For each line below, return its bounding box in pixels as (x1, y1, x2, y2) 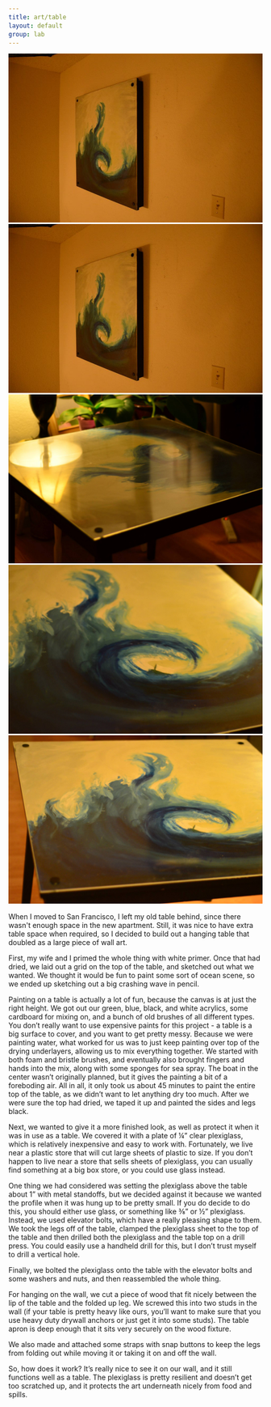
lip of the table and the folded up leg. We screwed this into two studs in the (8, 1299, 258, 1308)
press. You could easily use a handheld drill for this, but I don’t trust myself (8, 1241, 256, 1251)
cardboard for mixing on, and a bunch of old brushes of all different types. (8, 1012, 255, 1022)
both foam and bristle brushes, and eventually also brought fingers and (8, 1055, 244, 1065)
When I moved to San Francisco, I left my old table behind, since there (8, 912, 241, 922)
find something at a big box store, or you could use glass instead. (8, 1165, 226, 1175)
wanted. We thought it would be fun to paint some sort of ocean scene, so (8, 971, 256, 981)
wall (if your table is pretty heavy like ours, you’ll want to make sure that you (8, 1307, 261, 1316)
